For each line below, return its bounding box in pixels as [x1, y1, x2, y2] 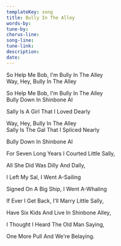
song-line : [6, 37, 34, 43]
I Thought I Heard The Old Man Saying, [6, 220, 105, 228]
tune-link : [6, 43, 34, 49]
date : [6, 54, 20, 60]
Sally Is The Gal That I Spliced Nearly [6, 126, 100, 133]
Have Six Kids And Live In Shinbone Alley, [6, 209, 111, 216]
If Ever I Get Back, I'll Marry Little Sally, [6, 197, 104, 204]
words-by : [6, 20, 32, 26]
